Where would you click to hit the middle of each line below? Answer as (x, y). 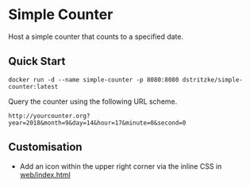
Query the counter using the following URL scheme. (93, 101)
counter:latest (33, 86)
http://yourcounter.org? (49, 116)
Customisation (45, 147)
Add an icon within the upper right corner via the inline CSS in (121, 166)
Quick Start (37, 61)
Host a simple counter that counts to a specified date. (96, 36)
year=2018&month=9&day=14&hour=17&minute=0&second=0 (97, 123)
